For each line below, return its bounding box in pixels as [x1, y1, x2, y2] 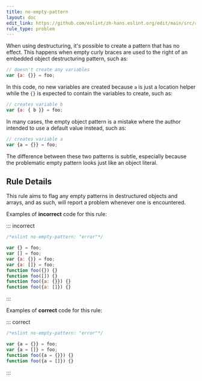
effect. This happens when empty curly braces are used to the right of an [6, 49, 188, 56]
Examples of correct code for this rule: [6, 307, 102, 314]
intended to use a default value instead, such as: [6, 124, 126, 132]
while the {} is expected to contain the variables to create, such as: [6, 90, 173, 97]
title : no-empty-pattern [6, 8, 69, 15]
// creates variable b [6, 101, 63, 107]
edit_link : [6, 20, 34, 26]
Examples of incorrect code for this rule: [6, 211, 107, 218]
